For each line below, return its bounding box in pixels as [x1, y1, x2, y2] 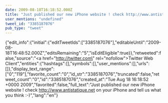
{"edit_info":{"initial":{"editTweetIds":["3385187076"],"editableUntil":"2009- [5, 39, 161, 45]
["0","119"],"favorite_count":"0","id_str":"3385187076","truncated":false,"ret [5, 71, 159, 77]
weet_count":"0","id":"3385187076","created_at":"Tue [5, 77, 116, 83]
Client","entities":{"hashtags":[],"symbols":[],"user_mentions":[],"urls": [5, 61, 150, 67]
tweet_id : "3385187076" [5, 21, 55, 26]
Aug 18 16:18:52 [116, 77, 149, 83]
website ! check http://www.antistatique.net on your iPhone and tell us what [5, 87, 161, 93]
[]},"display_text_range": [5, 66, 55, 72]
